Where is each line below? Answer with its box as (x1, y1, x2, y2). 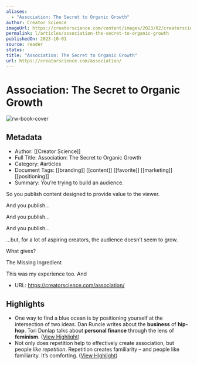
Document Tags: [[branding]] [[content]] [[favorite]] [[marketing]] (14, 167, 173, 174)
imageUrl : (6, 25, 30, 31)
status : (6, 47, 25, 53)
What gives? (6, 248, 36, 255)
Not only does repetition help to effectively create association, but (14, 340, 175, 347)
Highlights (6, 298, 45, 309)
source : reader (6, 42, 43, 48)
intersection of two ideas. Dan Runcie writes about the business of (14, 321, 177, 328)
